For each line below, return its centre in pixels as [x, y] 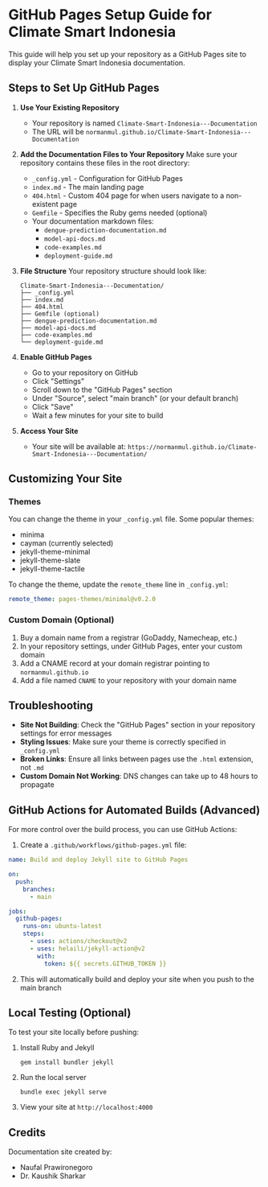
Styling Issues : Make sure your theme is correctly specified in [123, 742]
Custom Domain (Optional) [61, 620]
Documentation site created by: [60, 1152]
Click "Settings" [58, 381]
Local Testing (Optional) [70, 1013]
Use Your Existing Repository [69, 107]
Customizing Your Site [65, 479]
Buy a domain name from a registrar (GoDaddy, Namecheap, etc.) [129, 637]
